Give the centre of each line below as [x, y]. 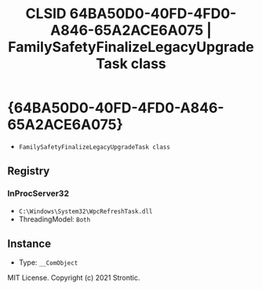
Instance [29, 244]
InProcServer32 [38, 193]
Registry [29, 171]
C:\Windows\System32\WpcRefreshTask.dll [86, 211]
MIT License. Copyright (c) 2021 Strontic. [74, 278]
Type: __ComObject [48, 262]
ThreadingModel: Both [55, 219]
